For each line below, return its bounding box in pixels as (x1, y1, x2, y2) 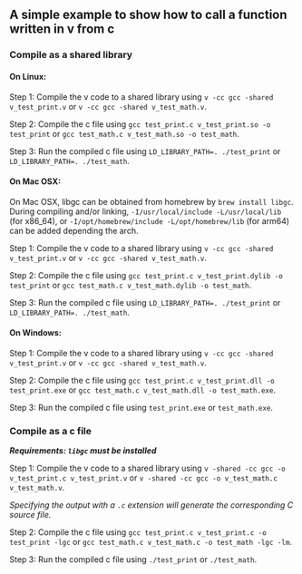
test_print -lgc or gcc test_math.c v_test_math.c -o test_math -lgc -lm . (9, 537, 293, 548)
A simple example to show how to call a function (9, 7, 287, 23)
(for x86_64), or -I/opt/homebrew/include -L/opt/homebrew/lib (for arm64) (9, 215, 290, 226)
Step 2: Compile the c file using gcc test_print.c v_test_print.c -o (9, 527, 268, 538)
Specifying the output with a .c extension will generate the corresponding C (9, 500, 294, 511)
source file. (9, 510, 52, 520)
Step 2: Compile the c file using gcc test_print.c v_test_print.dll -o (9, 375, 275, 385)
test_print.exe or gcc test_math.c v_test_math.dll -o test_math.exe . (9, 384, 277, 395)
